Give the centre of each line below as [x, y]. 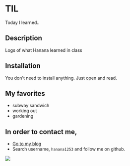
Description [24, 38]
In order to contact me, [41, 132]
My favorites [25, 93]
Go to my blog [27, 144]
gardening [23, 116]
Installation [23, 66]
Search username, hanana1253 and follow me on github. [69, 149]
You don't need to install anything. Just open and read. [61, 78]
